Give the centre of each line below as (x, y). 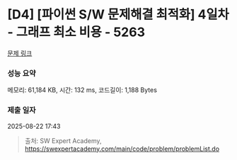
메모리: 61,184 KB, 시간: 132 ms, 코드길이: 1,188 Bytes (82, 90)
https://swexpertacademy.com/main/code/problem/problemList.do (122, 149)
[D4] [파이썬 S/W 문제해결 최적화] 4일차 (118, 15)
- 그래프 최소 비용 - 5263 (76, 32)
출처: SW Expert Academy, (63, 141)
